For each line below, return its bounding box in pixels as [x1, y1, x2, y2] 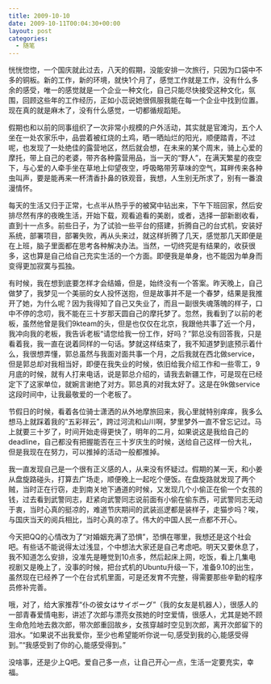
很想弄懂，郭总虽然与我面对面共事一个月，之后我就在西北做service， [29, 349, 260, 359]
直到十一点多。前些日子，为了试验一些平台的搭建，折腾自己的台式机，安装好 [8, 221, 263, 230]
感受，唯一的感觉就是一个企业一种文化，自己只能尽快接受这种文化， [22, 86, 248, 95]
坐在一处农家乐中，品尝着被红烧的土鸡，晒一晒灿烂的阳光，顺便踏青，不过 [8, 133, 256, 142]
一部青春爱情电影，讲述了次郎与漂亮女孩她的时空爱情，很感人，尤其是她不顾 [8, 610, 263, 619]
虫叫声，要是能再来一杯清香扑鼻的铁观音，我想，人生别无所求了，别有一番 [8, 173, 256, 183]
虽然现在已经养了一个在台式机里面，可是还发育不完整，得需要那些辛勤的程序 [8, 572, 263, 582]
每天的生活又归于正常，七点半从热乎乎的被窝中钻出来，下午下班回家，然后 [8, 201, 256, 210]
